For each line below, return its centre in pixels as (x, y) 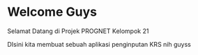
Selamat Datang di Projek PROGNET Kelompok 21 (78, 31)
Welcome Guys (52, 12)
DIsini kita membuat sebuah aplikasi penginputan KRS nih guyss (99, 44)
